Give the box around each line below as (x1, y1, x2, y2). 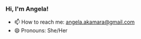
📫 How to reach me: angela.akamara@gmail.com (14, 18, 135, 25)
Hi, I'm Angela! (5, 5, 49, 13)
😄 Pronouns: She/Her (14, 27, 68, 34)
